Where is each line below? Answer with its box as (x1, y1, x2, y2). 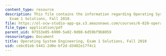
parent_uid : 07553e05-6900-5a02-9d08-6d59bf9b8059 (5, 30, 112, 35)
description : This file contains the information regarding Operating (5, 12, 154, 17)
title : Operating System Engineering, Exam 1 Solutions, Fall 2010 (5, 39, 147, 44)
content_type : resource (5, 7, 54, 12)
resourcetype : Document (5, 35, 54, 39)
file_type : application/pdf (5, 25, 63, 30)
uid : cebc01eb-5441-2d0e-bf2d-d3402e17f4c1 (5, 43, 96, 48)
